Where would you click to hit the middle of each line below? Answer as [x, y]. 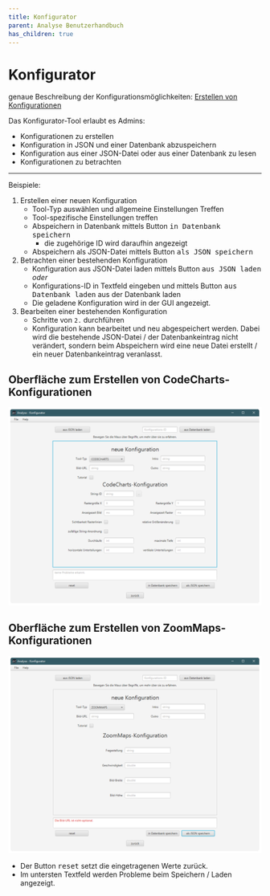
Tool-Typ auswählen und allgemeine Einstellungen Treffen [128, 210]
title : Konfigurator [43, 17]
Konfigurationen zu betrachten [71, 162]
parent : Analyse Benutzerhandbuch [66, 25]
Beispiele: [25, 185]
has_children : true [41, 34]
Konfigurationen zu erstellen [67, 136]
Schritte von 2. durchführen [78, 320]
